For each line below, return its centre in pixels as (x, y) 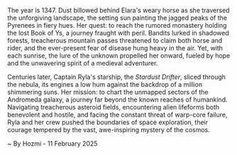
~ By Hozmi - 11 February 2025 (53, 144)
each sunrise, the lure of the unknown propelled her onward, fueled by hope (119, 55)
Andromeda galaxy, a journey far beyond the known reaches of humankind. (117, 100)
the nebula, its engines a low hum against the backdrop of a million (105, 84)
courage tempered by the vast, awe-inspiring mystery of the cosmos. (109, 130)
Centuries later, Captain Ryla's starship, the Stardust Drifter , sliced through (116, 77)
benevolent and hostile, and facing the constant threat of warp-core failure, (117, 114)
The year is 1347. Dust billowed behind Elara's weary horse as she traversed (118, 10)
